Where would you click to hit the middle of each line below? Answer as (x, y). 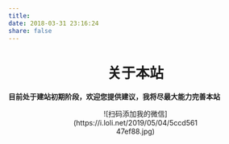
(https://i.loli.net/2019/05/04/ (121, 123)
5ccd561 (183, 123)
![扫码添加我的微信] (135, 114)
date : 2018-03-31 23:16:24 (54, 23)
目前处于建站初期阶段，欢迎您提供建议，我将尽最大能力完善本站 (114, 97)
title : (19, 16)
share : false (30, 31)
